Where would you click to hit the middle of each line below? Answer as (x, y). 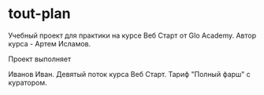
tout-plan (39, 14)
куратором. (28, 82)
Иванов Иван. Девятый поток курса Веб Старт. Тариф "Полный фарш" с (129, 74)
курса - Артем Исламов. (50, 43)
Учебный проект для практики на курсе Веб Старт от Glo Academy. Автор (132, 35)
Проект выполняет (40, 59)
